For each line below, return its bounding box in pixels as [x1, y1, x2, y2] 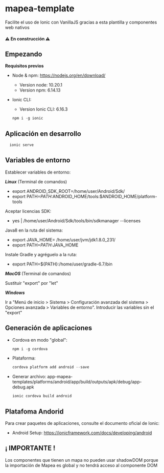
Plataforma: [12, 355, 36, 361]
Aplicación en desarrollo [5, 129, 82, 138]
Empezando [5, 50, 43, 58]
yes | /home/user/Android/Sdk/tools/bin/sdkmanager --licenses [12, 217, 141, 224]
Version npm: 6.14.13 [19, 87, 61, 93]
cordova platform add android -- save [12, 365, 90, 370]
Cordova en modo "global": [12, 337, 68, 343]
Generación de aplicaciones [5, 324, 92, 332]
